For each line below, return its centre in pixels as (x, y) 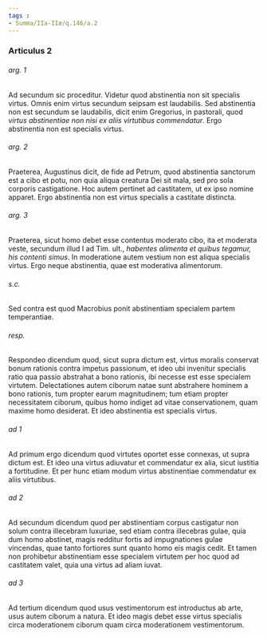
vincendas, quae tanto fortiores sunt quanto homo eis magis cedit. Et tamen (133, 548)
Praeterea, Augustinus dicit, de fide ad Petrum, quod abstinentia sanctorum (132, 172)
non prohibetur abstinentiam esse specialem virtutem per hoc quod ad (124, 556)
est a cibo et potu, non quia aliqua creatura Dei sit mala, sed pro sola (121, 180)
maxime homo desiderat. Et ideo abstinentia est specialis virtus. (113, 411)
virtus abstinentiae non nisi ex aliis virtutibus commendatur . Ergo (115, 120)
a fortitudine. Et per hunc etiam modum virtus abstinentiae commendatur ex (132, 471)
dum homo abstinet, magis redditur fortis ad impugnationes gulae (116, 539)
